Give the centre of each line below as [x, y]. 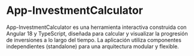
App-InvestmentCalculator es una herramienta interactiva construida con [97, 27]
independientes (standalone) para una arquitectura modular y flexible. [92, 46]
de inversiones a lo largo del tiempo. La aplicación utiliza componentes [94, 40]
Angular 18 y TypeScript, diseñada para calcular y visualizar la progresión [97, 33]
